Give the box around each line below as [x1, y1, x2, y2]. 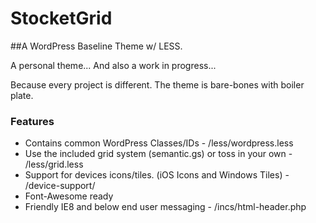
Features [10, 114, 55, 128]
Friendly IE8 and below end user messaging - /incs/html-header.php [24, 201, 307, 213]
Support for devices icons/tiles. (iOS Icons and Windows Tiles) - [24, 169, 290, 181]
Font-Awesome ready [24, 190, 114, 202]
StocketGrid [10, 7, 113, 30]
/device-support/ [24, 180, 96, 192]
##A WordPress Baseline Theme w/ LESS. [10, 40, 183, 52]
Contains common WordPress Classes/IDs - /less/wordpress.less [24, 137, 294, 149]
